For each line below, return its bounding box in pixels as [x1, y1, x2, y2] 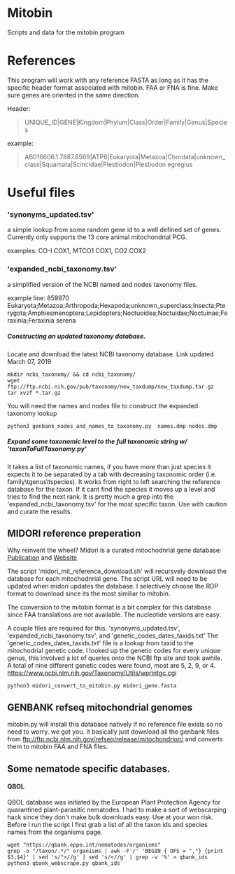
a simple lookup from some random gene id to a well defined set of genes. [7, 226, 222, 234]
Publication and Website [7, 553, 78, 562]
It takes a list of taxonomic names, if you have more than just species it [7, 462, 211, 471]
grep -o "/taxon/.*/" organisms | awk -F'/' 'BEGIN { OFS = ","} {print [7, 847, 224, 854]
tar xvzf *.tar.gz [7, 389, 61, 396]
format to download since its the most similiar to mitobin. [7, 589, 171, 598]
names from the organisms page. [7, 828, 103, 836]
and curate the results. [7, 507, 72, 516]
